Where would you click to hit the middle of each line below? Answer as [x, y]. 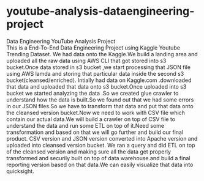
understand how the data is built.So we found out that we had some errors [100, 100]
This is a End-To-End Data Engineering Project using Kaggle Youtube [93, 48]
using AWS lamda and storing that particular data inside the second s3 [95, 73]
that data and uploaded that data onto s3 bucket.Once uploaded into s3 [96, 86]
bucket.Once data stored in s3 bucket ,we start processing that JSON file [99, 67]
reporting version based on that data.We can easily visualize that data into [100, 164]
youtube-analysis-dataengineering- [100, 11]
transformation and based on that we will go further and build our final [95, 132]
